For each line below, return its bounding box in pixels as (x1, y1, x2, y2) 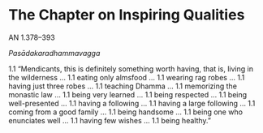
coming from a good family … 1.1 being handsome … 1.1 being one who (8, 107, 244, 117)
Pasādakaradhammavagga (8, 48, 101, 58)
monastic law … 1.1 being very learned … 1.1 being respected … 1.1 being (8, 89, 248, 99)
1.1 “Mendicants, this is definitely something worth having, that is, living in (8, 63, 254, 74)
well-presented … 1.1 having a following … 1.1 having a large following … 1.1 (8, 98, 256, 108)
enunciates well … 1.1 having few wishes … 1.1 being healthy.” (8, 115, 211, 125)
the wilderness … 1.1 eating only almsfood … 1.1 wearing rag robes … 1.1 (8, 72, 245, 82)
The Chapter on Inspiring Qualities (8, 6, 245, 24)
